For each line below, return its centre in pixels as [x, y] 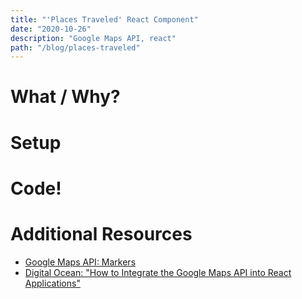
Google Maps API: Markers [80, 262]
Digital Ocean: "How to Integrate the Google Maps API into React [158, 272]
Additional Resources [101, 234]
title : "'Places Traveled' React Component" [104, 19]
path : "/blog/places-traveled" [75, 47]
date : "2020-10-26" [51, 29]
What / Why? [65, 97]
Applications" [52, 283]
